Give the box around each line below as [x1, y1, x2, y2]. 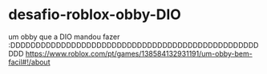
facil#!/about [8, 57, 51, 67]
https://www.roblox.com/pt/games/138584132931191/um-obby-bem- [25, 49, 253, 58]
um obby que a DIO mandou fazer [8, 32, 120, 41]
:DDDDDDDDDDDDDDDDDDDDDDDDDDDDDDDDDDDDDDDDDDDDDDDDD [8, 40, 259, 49]
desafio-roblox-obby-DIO [8, 6, 182, 24]
